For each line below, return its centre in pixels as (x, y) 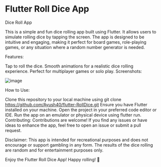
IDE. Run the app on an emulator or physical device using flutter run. (73, 115)
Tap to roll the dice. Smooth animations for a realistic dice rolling (69, 66)
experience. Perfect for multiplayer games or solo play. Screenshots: (73, 71)
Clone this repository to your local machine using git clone (63, 99)
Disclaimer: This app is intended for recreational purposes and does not (77, 140)
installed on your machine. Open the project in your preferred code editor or (81, 110)
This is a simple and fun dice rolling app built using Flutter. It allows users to (81, 32)
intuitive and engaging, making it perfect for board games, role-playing (76, 42)
